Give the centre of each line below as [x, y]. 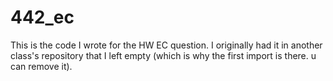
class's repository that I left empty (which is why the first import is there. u [163, 55]
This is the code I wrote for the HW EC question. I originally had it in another [166, 45]
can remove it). [41, 66]
